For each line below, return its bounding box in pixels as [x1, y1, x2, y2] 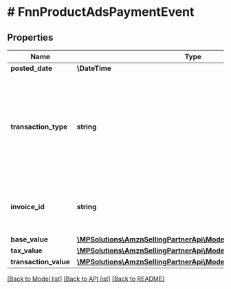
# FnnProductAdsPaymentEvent [7, 4, 195, 20]
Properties [7, 32, 54, 43]
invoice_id [10, 202, 45, 211]
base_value [10, 235, 48, 244]
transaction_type [10, 122, 68, 131]
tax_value [10, 246, 43, 255]
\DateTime [76, 63, 112, 73]
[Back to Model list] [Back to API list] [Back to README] [7, 275, 165, 283]
